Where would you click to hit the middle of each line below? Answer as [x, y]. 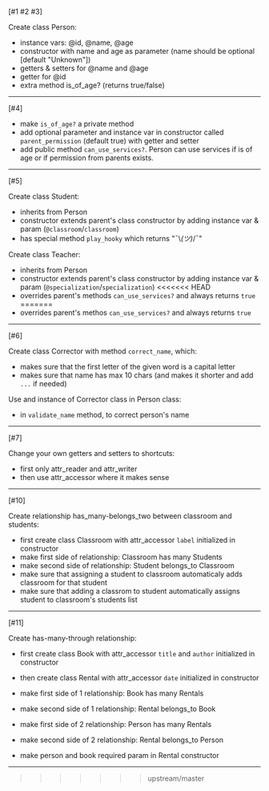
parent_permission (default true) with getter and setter [109, 141]
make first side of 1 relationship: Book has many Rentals [112, 693]
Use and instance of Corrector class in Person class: [95, 399]
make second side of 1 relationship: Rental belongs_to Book [118, 709]
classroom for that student [64, 583]
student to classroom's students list [78, 599]
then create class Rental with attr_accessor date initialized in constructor [139, 678]
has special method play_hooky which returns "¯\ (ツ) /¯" [111, 238]
